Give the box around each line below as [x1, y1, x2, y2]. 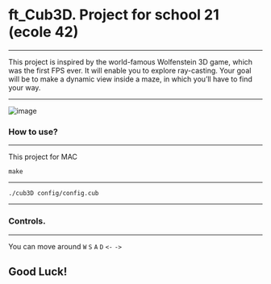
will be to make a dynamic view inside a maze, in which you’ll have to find [8, 74, 252, 84]
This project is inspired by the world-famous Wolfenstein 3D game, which [8, 56, 252, 66]
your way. [8, 82, 41, 92]
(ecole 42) [8, 23, 79, 41]
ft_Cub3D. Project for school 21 [8, 6, 219, 24]
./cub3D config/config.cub [8, 190, 99, 198]
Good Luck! [8, 265, 68, 278]
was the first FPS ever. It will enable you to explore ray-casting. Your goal [8, 65, 252, 75]
